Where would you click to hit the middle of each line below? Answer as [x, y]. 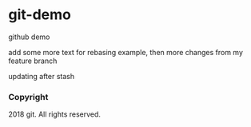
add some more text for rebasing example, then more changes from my [126, 52]
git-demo [40, 15]
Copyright [28, 97]
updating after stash [41, 76]
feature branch [33, 61]
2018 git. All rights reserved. [55, 114]
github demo [29, 37]
